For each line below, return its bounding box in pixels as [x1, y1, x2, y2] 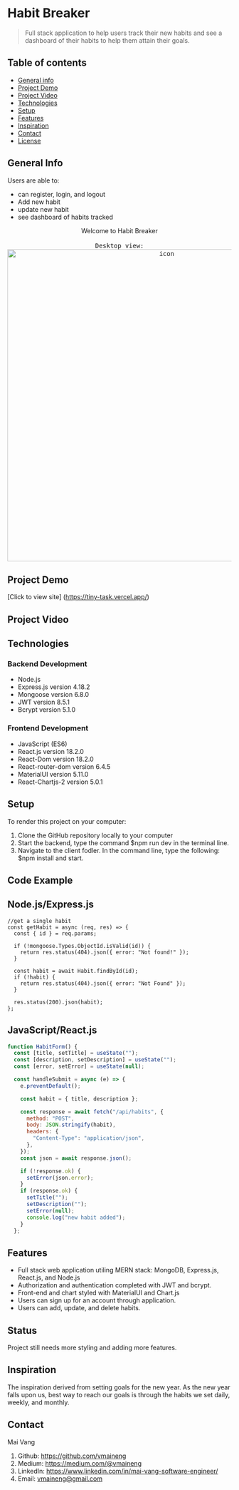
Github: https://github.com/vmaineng [17, 1451, 127, 1460]
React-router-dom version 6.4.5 [17, 762, 111, 771]
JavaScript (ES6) [17, 740, 68, 748]
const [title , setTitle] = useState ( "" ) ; [14, 1050, 139, 1057]
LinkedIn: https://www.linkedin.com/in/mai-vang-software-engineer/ [17, 1466, 218, 1475]
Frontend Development [7, 723, 89, 733]
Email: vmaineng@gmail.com [17, 1474, 103, 1483]
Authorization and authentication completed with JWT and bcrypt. [17, 1281, 212, 1290]
